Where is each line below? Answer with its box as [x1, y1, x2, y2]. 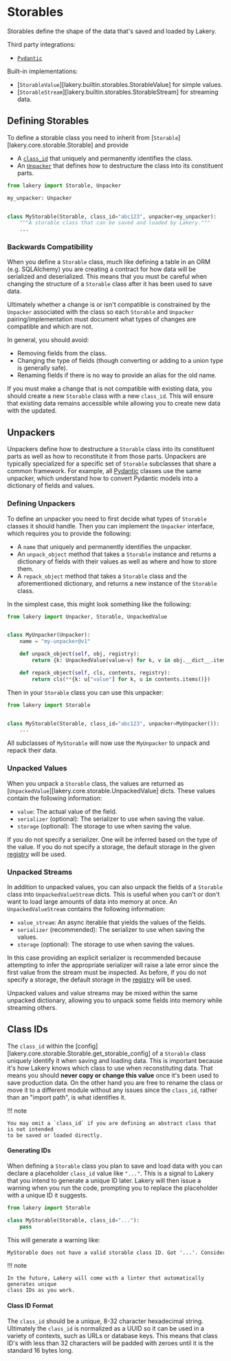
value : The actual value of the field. [16, 807, 118, 815]
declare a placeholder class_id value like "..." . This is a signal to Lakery [7, 1169, 214, 1177]
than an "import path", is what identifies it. [7, 1093, 126, 1101]
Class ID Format [7, 1301, 54, 1309]
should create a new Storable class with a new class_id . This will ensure [7, 392, 214, 400]
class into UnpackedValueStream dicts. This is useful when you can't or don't [7, 890, 220, 898]
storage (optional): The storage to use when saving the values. [16, 940, 195, 948]
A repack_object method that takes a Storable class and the [16, 572, 187, 580]
